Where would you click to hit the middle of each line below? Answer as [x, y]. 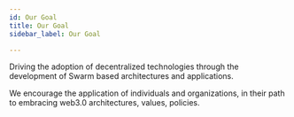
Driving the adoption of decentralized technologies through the [124, 66]
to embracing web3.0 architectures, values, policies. [104, 103]
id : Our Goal [33, 17]
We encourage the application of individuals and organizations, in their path [147, 93]
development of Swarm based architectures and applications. [121, 76]
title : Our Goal [39, 26]
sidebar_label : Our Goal [55, 34]
